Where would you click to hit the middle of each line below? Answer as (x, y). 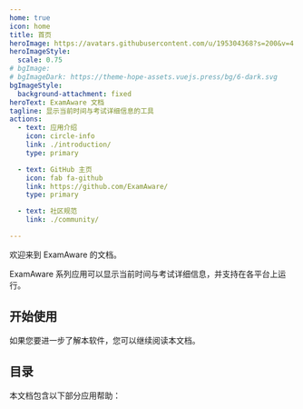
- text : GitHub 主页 (55, 169)
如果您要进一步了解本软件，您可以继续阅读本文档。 (105, 340)
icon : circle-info (60, 136)
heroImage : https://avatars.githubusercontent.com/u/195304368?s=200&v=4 (152, 43)
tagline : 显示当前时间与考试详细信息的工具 (82, 111)
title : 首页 (30, 35)
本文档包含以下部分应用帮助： (65, 395)
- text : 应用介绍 (48, 128)
